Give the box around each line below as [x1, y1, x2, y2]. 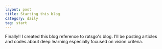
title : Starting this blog [5, 12, 60, 16]
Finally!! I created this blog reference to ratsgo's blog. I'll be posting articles [5, 34, 158, 39]
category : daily [5, 16, 38, 21]
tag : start [5, 20, 27, 25]
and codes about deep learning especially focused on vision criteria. [5, 39, 143, 45]
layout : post [5, 7, 32, 12]
